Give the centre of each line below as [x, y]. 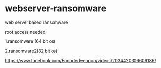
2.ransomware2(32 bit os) [31, 51]
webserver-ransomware [56, 9]
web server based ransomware [37, 22]
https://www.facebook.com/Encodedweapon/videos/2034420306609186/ [80, 60]
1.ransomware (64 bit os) [30, 41]
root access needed [25, 32]
